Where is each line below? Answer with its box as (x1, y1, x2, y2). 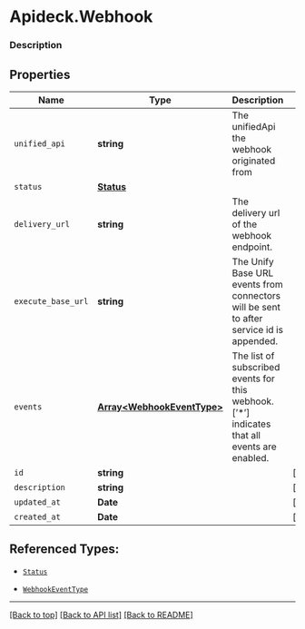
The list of (231, 349, 275, 362)
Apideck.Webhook (9, 6, 153, 27)
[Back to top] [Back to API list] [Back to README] (9, 609, 193, 620)
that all (231, 428, 261, 441)
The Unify (231, 255, 274, 268)
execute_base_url (14, 296, 89, 306)
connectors (231, 289, 281, 301)
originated (231, 154, 276, 167)
